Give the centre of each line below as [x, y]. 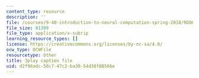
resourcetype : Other [32, 55]
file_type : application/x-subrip [47, 33]
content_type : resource [36, 11]
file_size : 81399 [28, 28]
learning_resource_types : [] [42, 39]
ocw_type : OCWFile [29, 50]
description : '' [26, 17]
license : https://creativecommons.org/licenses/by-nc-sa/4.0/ [84, 45]
